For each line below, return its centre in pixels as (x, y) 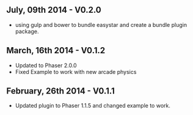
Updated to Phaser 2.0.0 (46, 65)
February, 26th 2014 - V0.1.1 (60, 91)
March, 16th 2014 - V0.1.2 (56, 50)
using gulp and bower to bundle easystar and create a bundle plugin (101, 24)
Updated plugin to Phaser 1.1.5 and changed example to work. (93, 106)
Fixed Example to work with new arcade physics (76, 72)
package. (27, 31)
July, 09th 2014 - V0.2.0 (54, 10)
